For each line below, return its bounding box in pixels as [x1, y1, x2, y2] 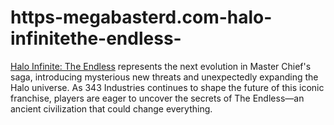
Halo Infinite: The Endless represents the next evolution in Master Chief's [10, 60, 312, 72]
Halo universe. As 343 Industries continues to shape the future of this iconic [10, 81, 325, 93]
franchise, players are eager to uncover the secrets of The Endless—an [10, 92, 305, 104]
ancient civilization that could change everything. [10, 102, 213, 115]
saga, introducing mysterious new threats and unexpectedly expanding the [10, 71, 319, 83]
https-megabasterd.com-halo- [10, 6, 273, 29]
